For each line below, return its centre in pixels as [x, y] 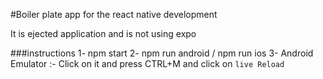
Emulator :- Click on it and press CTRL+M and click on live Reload [147, 63]
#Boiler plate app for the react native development [114, 14]
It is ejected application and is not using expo [103, 33]
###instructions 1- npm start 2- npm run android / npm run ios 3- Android [162, 53]
